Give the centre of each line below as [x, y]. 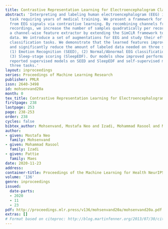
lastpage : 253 [20, 107]
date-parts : [22, 191]
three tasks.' [24, 65]
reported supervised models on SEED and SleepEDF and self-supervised [85, 61]
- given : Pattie [22, 154]
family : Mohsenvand [30, 140]
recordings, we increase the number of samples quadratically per [80, 28]
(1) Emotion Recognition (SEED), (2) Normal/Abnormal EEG [71, 51]
